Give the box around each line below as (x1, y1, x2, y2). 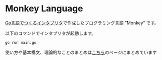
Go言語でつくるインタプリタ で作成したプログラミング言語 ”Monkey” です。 (5, 20, 159, 26)
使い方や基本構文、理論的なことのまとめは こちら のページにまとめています (5, 49, 157, 55)
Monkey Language (5, 3, 83, 14)
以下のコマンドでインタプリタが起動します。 (5, 30, 96, 36)
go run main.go (5, 40, 37, 45)
